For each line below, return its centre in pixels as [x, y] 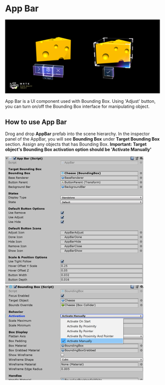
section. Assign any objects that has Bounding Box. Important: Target [76, 144]
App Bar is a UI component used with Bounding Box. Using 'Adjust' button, [80, 101]
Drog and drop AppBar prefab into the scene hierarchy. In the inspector [77, 134]
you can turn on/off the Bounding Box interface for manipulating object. [77, 107]
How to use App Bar [36, 122]
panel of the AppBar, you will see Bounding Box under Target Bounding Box [82, 139]
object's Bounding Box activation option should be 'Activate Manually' [78, 149]
